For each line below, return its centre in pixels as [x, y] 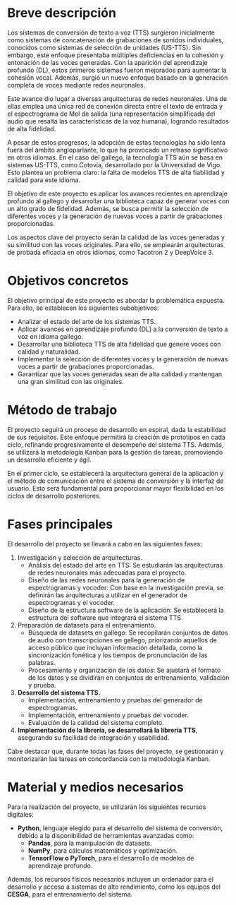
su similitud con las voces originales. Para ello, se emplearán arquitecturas [116, 244]
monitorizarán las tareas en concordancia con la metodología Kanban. [109, 759]
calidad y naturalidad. [49, 352]
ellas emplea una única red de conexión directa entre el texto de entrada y [115, 106]
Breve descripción [62, 13]
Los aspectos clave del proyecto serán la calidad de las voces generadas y [116, 237]
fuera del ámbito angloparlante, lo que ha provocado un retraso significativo [118, 150]
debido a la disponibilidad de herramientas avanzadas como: [106, 835]
